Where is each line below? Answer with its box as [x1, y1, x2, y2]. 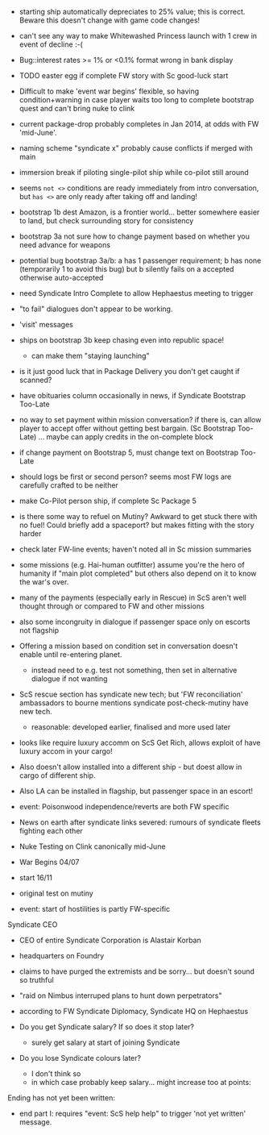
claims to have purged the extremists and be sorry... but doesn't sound [19, 967, 255, 976]
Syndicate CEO [7, 920, 58, 929]
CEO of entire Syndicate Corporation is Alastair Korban [19, 935, 202, 945]
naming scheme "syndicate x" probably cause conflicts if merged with [19, 143, 253, 152]
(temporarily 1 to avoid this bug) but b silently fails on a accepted [19, 264, 234, 273]
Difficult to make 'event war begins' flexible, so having [19, 86, 200, 96]
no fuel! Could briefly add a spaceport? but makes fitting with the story [19, 520, 255, 530]
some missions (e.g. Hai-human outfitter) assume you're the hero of [19, 560, 245, 569]
